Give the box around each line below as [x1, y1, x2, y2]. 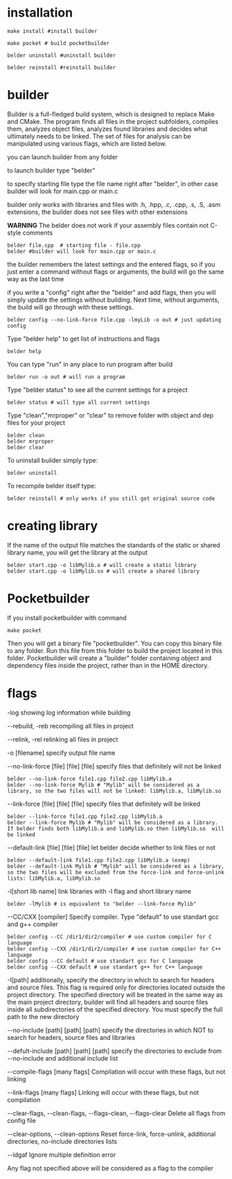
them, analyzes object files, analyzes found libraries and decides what [7, 125, 208, 133]
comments [22, 228, 53, 237]
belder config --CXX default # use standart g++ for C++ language [7, 964, 203, 971]
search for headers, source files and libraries [7, 1033, 136, 1041]
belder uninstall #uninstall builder [7, 52, 116, 59]
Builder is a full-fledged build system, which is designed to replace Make [7, 109, 215, 118]
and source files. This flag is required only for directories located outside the [7, 983, 226, 991]
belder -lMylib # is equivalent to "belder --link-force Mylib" [7, 900, 197, 908]
